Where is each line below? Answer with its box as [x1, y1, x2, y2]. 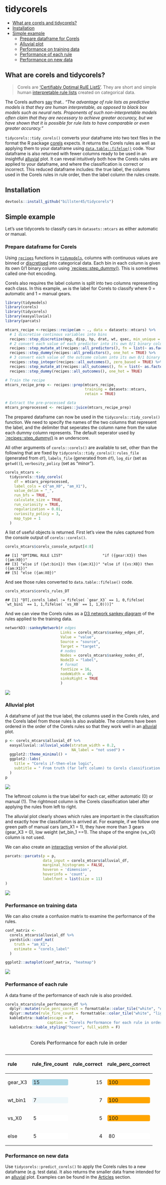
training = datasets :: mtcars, [84, 387, 147, 392]
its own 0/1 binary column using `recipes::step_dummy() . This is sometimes [5, 265, 158, 271]
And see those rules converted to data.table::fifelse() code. [5, 579, 133, 585]
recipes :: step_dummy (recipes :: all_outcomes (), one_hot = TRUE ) [9, 368, 142, 374]
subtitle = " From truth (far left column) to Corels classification [14, 766, 161, 771]
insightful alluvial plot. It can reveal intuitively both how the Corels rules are [5, 156, 158, 162]
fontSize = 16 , [60, 667, 92, 672]
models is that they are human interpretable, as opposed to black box [5, 104, 148, 110]
